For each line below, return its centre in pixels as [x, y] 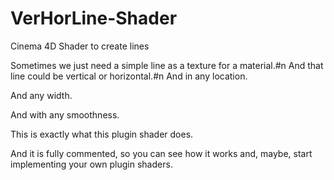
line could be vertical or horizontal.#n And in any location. [129, 76]
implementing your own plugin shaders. [91, 164]
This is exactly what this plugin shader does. [102, 134]
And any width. [41, 95]
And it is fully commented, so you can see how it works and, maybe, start [161, 153]
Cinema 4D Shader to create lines [80, 46]
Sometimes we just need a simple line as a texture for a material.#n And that [167, 65]
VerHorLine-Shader [94, 18]
